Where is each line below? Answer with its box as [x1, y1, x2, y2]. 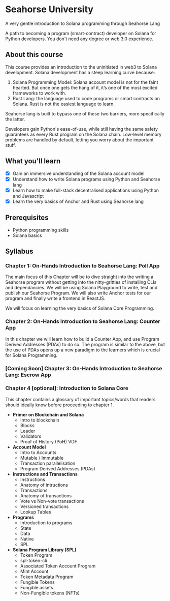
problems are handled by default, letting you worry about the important [5, 136, 154, 143]
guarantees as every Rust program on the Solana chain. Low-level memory [5, 131, 162, 137]
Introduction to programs [20, 520, 73, 526]
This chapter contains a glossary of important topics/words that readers [5, 396, 156, 402]
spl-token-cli [20, 557, 47, 563]
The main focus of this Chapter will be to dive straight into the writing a [5, 274, 154, 280]
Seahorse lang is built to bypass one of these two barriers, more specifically [5, 110, 165, 116]
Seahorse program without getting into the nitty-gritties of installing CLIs [5, 279, 157, 285]
